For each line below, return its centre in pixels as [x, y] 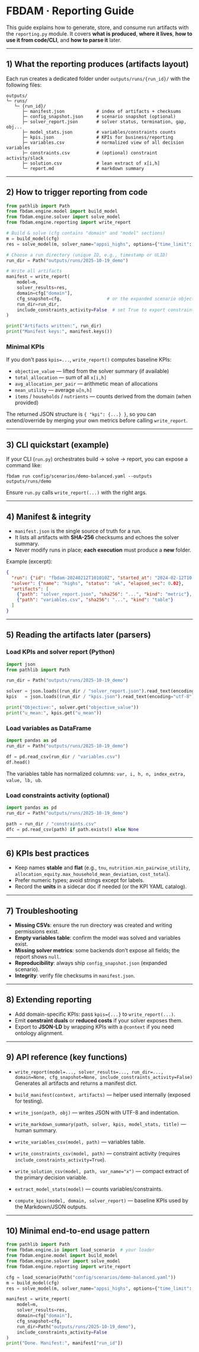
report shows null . [38, 957]
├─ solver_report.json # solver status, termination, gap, [104, 122]
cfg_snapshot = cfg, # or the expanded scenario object [106, 299]
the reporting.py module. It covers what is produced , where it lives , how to [99, 33]
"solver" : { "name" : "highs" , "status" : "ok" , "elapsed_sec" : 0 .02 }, [98, 583]
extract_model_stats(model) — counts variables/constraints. [89, 1189]
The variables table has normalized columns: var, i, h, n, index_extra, [96, 774]
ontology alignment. [39, 1033]
